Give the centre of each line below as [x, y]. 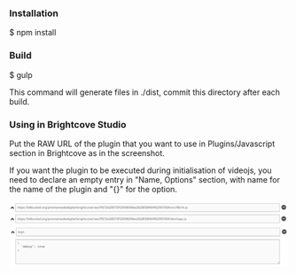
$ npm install [33, 33]
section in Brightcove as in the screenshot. [87, 152]
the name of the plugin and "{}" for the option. [93, 189]
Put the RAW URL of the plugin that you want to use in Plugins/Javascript [142, 144]
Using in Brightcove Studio [68, 124]
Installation [34, 13]
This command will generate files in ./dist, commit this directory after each [145, 92]
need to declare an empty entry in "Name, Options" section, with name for [145, 179]
